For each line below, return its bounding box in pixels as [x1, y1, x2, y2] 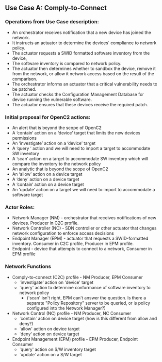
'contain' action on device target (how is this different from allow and [19, 315, 157, 321]
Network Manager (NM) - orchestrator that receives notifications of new [12, 215, 157, 221]
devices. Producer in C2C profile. [12, 220, 79, 226]
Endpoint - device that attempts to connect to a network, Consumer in [12, 246, 152, 252]
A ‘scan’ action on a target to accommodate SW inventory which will [12, 155, 148, 162]
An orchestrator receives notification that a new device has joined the [12, 29, 151, 35]
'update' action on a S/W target [19, 351, 82, 357]
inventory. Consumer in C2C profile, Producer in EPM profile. [12, 241, 134, 247]
